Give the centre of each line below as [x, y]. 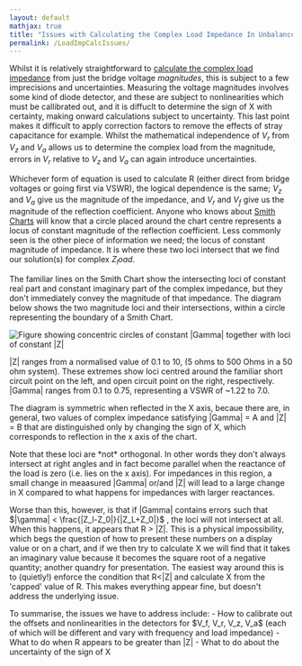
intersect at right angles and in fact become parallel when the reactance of [147, 464]
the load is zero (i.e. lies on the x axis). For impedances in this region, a [141, 473]
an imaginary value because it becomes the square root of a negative [138, 558]
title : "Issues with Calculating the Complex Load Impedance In [132, 34]
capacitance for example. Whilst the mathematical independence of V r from [150, 137]
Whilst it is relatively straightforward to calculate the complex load [131, 68]
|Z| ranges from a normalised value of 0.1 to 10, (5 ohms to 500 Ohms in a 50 [151, 362]
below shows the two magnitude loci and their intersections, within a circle [147, 308]
